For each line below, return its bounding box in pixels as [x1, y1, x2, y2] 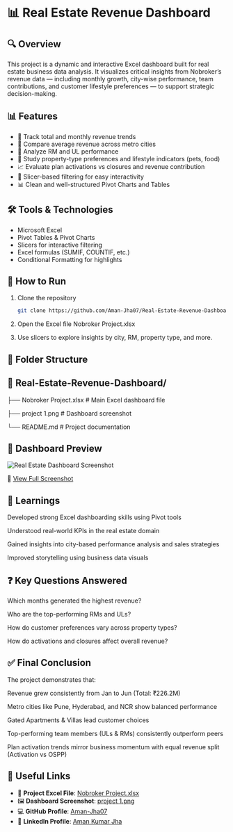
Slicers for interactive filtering [17, 240, 103, 249]
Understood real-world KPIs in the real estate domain [7, 527, 160, 535]
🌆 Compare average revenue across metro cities [17, 140, 156, 148]
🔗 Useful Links [7, 770, 71, 782]
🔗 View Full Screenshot [7, 475, 74, 483]
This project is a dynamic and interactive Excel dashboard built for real [7, 60, 209, 68]
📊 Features [7, 111, 58, 122]
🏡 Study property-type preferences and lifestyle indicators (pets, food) [17, 154, 220, 163]
